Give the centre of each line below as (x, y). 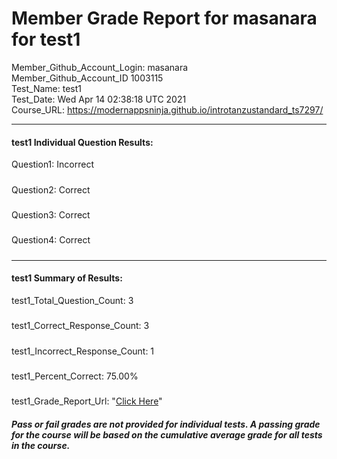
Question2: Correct (51, 189)
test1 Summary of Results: (67, 278)
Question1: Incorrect (52, 164)
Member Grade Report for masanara (164, 18)
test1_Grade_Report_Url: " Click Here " (87, 401)
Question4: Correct (51, 240)
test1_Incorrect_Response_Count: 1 (83, 351)
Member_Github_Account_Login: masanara (100, 67)
